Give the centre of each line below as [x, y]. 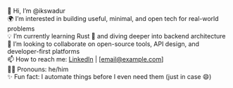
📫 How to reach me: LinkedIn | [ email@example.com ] [86, 59]
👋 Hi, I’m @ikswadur [36, 11]
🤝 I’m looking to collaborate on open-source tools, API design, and [103, 44]
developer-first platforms [44, 51]
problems [21, 29]
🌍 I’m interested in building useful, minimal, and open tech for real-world [113, 19]
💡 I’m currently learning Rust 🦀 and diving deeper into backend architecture [116, 36]
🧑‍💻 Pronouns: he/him [38, 69]
